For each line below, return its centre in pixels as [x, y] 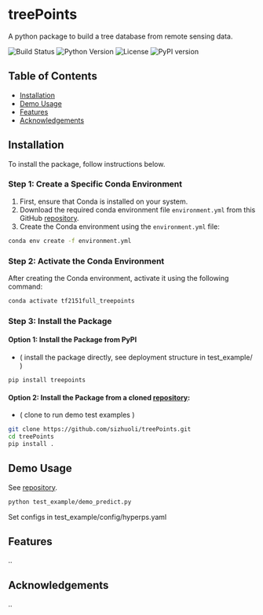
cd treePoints [31, 437]
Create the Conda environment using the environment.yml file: [119, 226]
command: [26, 287]
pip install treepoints [47, 380]
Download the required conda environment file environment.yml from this [137, 209]
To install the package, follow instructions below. [87, 164]
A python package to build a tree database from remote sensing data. [121, 36]
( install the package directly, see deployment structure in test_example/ [136, 357]
